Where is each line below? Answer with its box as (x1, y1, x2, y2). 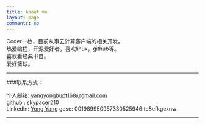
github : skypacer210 (6, 98, 59, 106)
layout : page (6, 15, 40, 21)
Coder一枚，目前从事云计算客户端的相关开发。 (6, 38, 124, 45)
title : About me (6, 9, 48, 15)
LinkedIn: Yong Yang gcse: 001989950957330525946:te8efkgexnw (6, 105, 177, 112)
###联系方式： (6, 79, 44, 86)
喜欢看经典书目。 (6, 53, 49, 60)
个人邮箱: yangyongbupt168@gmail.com (6, 92, 108, 99)
